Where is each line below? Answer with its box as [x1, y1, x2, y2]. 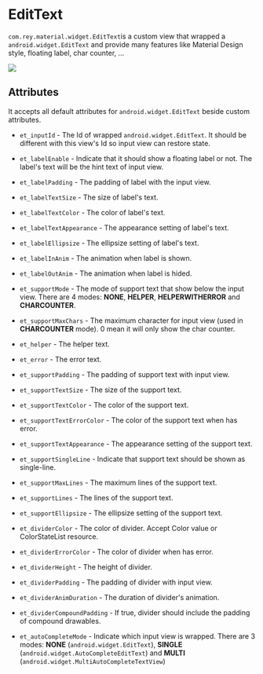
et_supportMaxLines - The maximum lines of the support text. [19, 478, 217, 487]
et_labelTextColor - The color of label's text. [19, 207, 166, 217]
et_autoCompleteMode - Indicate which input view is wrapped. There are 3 [19, 631, 256, 641]
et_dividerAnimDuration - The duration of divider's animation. [19, 592, 220, 602]
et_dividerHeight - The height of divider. [19, 562, 153, 571]
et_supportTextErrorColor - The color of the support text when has [19, 415, 238, 425]
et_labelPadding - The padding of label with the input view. [19, 177, 211, 186]
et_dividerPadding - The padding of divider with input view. [19, 577, 214, 587]
